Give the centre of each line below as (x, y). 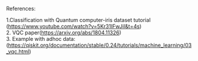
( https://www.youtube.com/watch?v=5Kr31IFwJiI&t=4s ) (74, 26)
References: (21, 9)
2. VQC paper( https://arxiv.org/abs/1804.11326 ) (64, 33)
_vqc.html (18, 52)
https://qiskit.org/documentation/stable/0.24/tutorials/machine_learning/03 (100, 45)
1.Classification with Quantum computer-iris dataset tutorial (79, 20)
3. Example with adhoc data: (41, 39)
